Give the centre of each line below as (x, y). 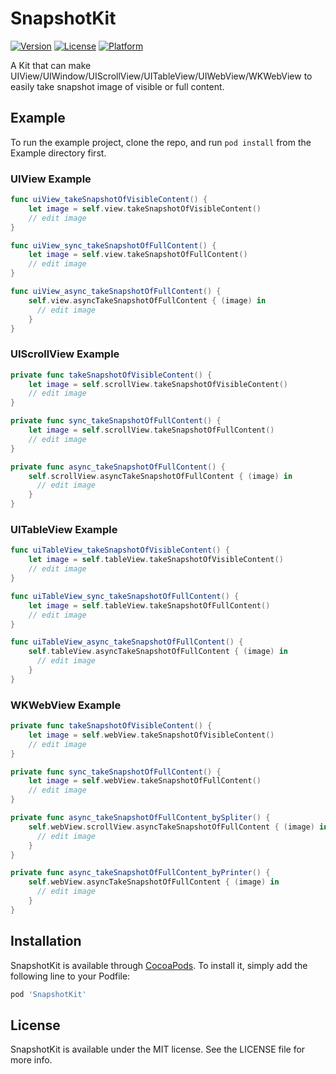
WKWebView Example (66, 705)
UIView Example (51, 179)
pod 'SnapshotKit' (48, 994)
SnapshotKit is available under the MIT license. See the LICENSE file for (158, 1049)
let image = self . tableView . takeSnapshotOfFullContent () (149, 605)
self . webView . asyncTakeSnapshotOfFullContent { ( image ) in (154, 882)
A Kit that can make (51, 65)
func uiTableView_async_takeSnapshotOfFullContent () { (127, 642)
